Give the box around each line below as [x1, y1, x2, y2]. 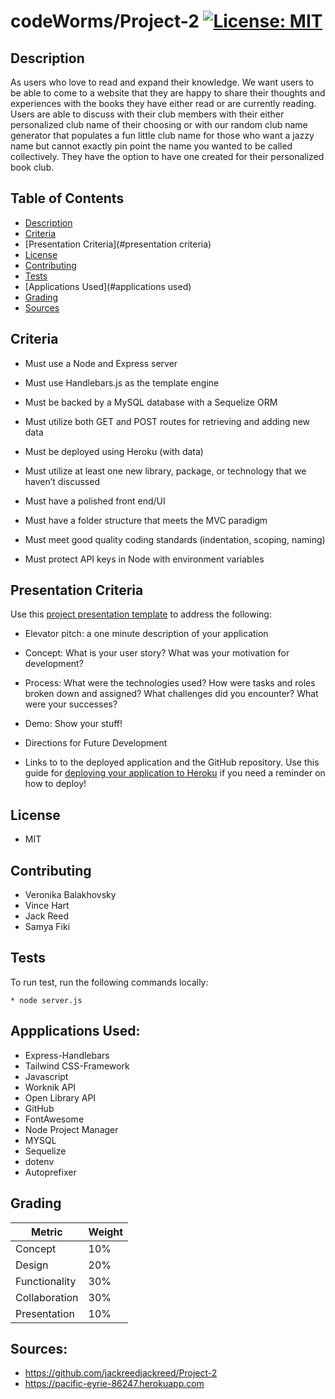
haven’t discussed [24, 475, 100, 487]
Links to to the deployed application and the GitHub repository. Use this [24, 756, 320, 769]
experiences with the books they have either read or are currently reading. [10, 98, 317, 109]
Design [15, 1258, 49, 1272]
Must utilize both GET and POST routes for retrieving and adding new [24, 415, 311, 427]
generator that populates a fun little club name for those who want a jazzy [10, 130, 315, 141]
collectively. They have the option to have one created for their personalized [10, 151, 325, 162]
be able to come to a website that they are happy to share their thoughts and [10, 87, 326, 99]
